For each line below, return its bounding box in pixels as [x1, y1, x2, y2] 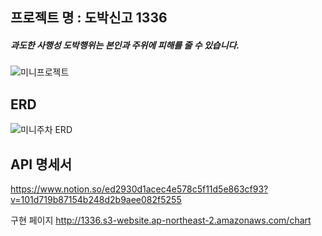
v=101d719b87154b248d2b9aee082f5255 [10, 193, 182, 205]
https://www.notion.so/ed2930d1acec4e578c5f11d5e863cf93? [10, 183, 269, 195]
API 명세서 [10, 156, 73, 173]
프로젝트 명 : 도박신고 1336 [10, 9, 168, 27]
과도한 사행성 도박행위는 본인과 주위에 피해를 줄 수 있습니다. [10, 39, 240, 51]
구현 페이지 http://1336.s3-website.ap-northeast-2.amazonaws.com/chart [10, 214, 312, 226]
